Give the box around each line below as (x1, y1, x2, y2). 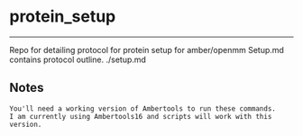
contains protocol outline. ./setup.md (9, 54, 147, 65)
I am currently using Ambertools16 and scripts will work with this (9, 112, 272, 121)
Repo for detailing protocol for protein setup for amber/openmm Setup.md (9, 44, 284, 55)
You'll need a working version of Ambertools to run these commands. (9, 104, 277, 113)
